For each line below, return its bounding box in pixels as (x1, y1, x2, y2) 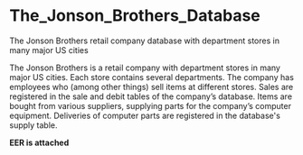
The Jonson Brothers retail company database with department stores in (9, 35, 280, 46)
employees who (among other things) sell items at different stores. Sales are (9, 81, 294, 92)
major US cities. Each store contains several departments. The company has (9, 71, 294, 82)
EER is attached (9, 137, 70, 148)
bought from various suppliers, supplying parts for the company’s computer (9, 100, 292, 111)
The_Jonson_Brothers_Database (9, 5, 260, 26)
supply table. (9, 119, 58, 131)
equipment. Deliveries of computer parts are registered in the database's (9, 110, 280, 121)
